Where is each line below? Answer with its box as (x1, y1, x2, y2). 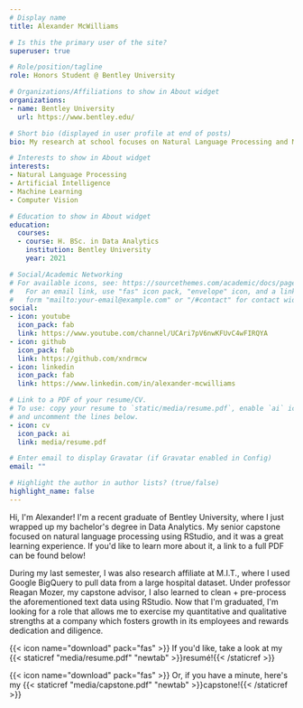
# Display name (9, 13, 67, 23)
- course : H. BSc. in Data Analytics (17, 237, 160, 247)
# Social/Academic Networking (9, 270, 124, 279)
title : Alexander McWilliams (9, 22, 119, 31)
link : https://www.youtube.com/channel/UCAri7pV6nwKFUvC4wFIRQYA (17, 329, 269, 338)
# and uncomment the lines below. (9, 412, 140, 421)
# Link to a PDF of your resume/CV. (9, 396, 147, 405)
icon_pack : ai (17, 429, 70, 438)
